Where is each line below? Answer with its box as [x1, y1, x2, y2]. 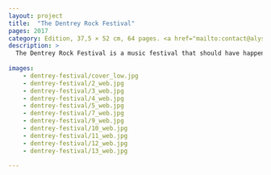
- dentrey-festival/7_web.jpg [23, 110, 125, 118]
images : [8, 65, 35, 73]
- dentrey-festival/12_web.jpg [23, 139, 128, 148]
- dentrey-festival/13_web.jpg [23, 147, 128, 155]
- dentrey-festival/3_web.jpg [23, 86, 125, 95]
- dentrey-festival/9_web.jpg [23, 117, 125, 125]
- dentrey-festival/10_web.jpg [23, 124, 128, 132]
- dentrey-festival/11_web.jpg [23, 131, 128, 140]
